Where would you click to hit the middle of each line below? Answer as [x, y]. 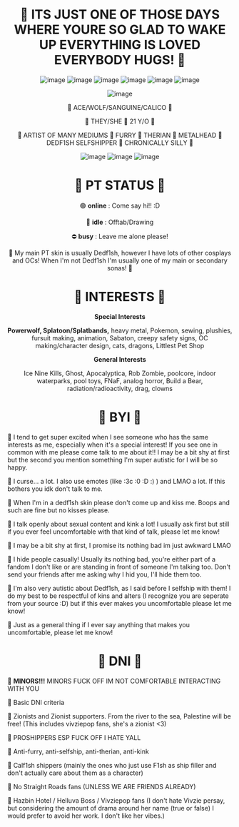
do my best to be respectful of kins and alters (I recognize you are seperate [118, 596]
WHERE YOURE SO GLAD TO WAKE [120, 30]
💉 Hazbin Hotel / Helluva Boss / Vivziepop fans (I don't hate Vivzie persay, [116, 800]
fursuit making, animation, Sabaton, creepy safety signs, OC [120, 338]
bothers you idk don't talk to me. [55, 489]
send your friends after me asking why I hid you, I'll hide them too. [105, 574]
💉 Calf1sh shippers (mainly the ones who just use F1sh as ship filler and [112, 765]
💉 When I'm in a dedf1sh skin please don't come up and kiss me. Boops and [119, 502]
